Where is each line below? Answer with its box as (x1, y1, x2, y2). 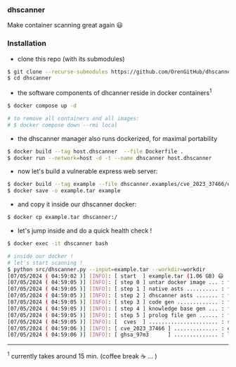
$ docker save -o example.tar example (7, 187, 121, 194)
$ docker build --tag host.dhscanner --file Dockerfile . (7, 148, 184, 155)
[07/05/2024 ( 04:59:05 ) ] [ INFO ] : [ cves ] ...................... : (7, 318, 225, 325)
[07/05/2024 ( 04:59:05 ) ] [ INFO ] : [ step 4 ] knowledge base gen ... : (7, 305, 225, 312)
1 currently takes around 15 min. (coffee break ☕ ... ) (7, 351, 157, 360)
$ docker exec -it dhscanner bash (7, 240, 109, 247)
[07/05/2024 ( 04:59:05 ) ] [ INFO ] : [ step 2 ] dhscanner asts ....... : (7, 292, 225, 299)
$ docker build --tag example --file (7, 181, 118, 188)
